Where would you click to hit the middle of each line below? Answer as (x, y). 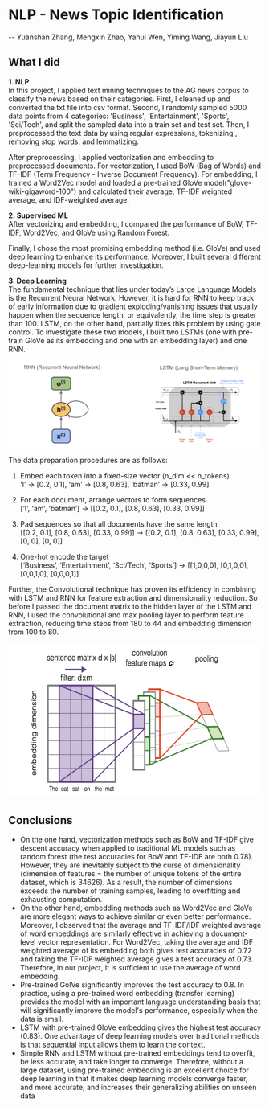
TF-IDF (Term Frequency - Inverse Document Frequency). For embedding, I (133, 174)
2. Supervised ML (38, 215)
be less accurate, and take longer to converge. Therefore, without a (131, 1062)
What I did (34, 62)
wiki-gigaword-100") (43, 191)
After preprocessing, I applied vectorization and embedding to (111, 157)
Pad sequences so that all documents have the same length (119, 524)
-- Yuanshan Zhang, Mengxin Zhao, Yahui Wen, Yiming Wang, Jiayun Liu (128, 37)
